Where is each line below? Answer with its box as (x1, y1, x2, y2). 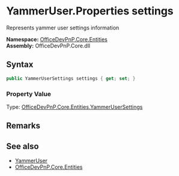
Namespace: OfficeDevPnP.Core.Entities (6, 35, 108, 43)
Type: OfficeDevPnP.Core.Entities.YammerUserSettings (6, 103, 143, 111)
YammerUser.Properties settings (6, 4, 174, 18)
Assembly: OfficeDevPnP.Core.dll (6, 42, 91, 49)
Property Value (6, 90, 52, 98)
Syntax (6, 59, 34, 70)
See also (6, 141, 39, 151)
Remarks (6, 121, 41, 131)
